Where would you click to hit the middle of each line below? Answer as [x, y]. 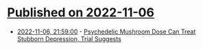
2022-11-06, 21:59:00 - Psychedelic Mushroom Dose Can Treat [106, 32]
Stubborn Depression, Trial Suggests [69, 38]
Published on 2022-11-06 [81, 13]
